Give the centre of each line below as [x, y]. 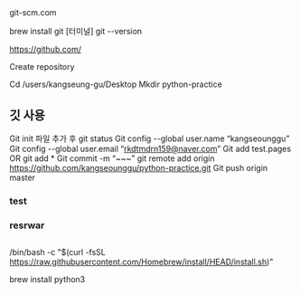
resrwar [27, 225]
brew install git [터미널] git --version [76, 32]
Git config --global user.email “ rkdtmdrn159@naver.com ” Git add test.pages [150, 149]
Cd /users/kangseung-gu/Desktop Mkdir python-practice [116, 84]
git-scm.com [33, 13]
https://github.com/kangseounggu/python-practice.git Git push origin [139, 168]
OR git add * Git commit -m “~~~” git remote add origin [112, 158]
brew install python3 [47, 280]
